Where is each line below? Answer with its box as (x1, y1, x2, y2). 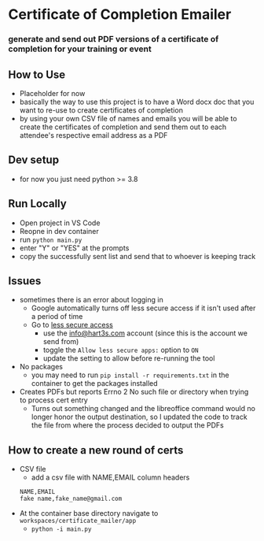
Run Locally (8, 197, 67, 210)
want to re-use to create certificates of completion (19, 105, 183, 115)
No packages (19, 362, 63, 372)
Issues (8, 274, 42, 287)
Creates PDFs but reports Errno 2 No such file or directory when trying (19, 387, 249, 397)
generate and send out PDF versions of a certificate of (8, 34, 219, 45)
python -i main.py (31, 525, 92, 533)
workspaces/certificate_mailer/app (19, 517, 137, 525)
